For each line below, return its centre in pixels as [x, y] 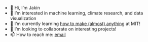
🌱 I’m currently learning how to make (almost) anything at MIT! [75, 23]
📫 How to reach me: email [38, 34]
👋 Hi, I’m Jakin [25, 8]
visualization [23, 18]
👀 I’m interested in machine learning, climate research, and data [77, 13]
